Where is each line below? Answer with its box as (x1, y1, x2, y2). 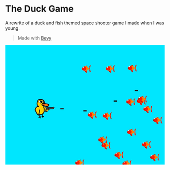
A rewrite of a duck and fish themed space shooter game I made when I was (5, 20, 164, 26)
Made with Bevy (17, 35, 52, 41)
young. (5, 25, 20, 31)
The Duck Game (5, 3, 74, 15)
